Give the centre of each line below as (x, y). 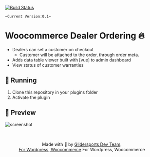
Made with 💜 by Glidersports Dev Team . (82, 144)
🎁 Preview (20, 113)
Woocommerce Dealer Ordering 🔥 (75, 36)
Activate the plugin (31, 97)
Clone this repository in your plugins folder (55, 92)
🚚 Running (21, 80)
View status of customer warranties (48, 65)
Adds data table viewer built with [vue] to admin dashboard (72, 60)
